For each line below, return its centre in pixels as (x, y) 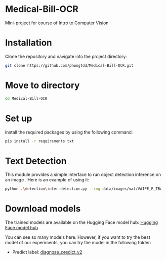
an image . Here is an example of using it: (47, 180)
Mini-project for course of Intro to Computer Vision (57, 23)
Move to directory (42, 85)
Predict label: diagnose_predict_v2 (47, 252)
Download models (43, 209)
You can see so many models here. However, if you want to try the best (78, 237)
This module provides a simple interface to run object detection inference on (83, 174)
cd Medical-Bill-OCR (26, 98)
